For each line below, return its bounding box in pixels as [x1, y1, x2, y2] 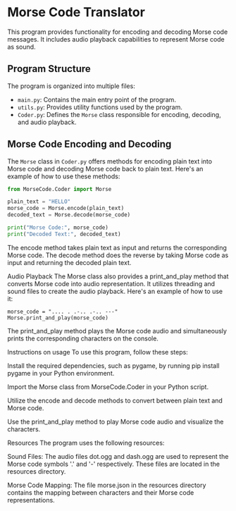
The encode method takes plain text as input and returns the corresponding [7, 243, 228, 252]
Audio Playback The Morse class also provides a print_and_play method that [7, 272, 229, 281]
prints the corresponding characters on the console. [7, 334, 159, 343]
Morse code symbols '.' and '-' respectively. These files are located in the [7, 460, 221, 468]
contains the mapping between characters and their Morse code [7, 488, 194, 497]
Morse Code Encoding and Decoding [7, 138, 172, 150]
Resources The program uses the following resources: [7, 438, 165, 447]
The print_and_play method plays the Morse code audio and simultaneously [7, 326, 228, 335]
